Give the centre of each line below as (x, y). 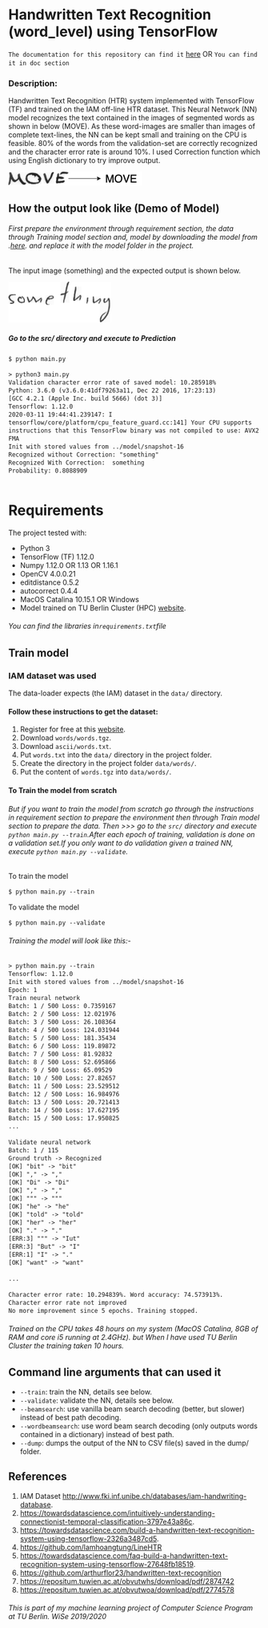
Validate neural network (50, 1143)
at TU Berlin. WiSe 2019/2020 (57, 1617)
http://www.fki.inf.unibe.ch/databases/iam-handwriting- (155, 1496)
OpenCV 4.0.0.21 (48, 573)
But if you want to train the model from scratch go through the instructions (131, 808)
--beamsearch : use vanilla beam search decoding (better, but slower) (132, 1408)
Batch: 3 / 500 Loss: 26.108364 (62, 1023)
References (38, 1477)
